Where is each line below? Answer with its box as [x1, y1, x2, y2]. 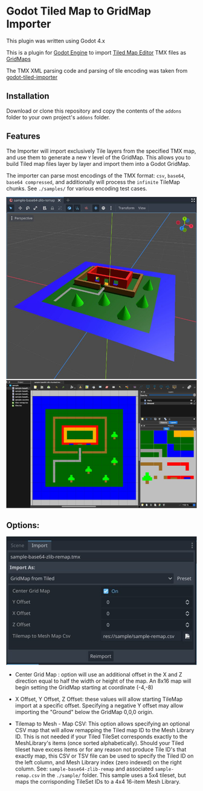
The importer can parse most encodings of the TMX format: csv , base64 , [6, 171, 185, 179]
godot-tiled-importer [6, 73, 58, 81]
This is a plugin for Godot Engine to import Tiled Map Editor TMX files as [6, 48, 186, 56]
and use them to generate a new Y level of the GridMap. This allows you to [6, 153, 192, 161]
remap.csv [14, 773, 40, 779]
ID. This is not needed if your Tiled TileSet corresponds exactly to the [14, 733, 188, 740]
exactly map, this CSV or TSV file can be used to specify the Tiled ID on [14, 752, 194, 760]
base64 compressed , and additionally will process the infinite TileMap [6, 178, 180, 185]
